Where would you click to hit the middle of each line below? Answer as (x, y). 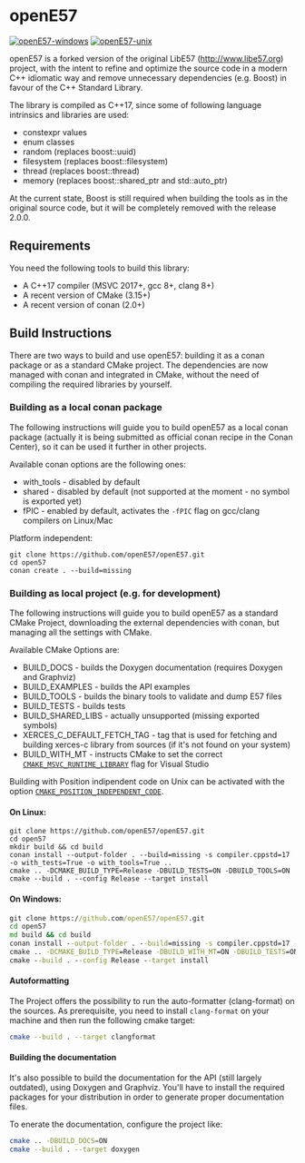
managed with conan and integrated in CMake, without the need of (135, 374)
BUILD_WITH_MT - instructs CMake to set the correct (123, 754)
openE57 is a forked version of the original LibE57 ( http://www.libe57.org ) (147, 58)
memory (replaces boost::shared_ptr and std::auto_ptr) (125, 180)
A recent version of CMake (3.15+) (87, 295)
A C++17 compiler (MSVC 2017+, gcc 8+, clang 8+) (118, 285)
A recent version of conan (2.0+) (84, 304)
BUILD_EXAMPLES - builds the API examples (106, 687)
